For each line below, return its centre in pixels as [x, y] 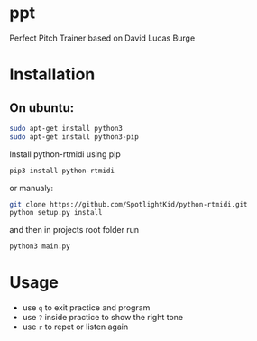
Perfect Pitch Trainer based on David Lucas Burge [102, 38]
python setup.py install [56, 213]
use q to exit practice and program [86, 308]
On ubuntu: [42, 108]
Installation [52, 74]
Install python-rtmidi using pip [65, 154]
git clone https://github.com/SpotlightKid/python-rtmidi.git [128, 204]
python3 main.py [40, 246]
